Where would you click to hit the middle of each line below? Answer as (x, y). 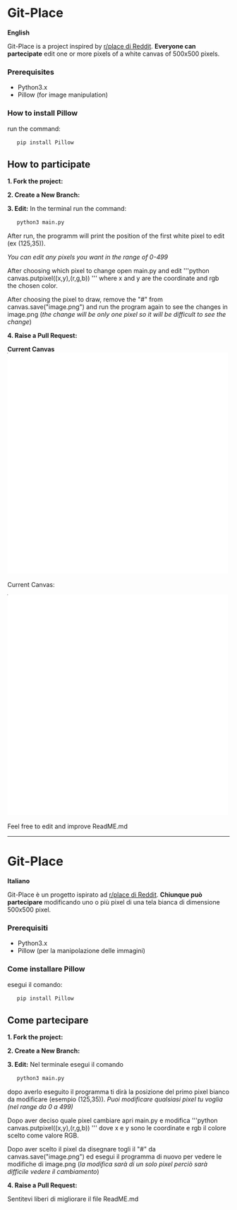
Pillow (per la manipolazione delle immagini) (81, 951)
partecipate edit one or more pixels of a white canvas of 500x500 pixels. (114, 54)
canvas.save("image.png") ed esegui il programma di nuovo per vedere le (115, 1157)
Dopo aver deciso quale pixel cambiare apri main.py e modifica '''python (113, 1120)
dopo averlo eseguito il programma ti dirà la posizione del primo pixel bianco (119, 1092)
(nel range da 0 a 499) (41, 1107)
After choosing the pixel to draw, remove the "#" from (85, 300)
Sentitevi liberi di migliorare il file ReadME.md (73, 1199)
